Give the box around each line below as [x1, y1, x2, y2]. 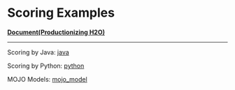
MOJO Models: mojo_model [7, 75, 87, 83]
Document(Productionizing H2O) [7, 28, 105, 36]
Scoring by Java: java [7, 47, 70, 57]
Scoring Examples [7, 5, 115, 21]
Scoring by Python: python [7, 61, 85, 70]
